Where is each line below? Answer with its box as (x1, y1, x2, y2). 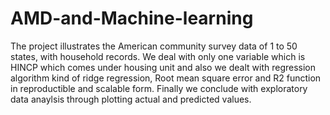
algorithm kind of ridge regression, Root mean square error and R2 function (10, 72, 322, 84)
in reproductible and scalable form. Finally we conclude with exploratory (10, 82, 308, 94)
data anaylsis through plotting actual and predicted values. (10, 93, 252, 105)
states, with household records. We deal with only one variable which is (10, 50, 306, 62)
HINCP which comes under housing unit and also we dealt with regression (10, 61, 317, 73)
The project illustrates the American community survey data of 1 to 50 (10, 40, 298, 52)
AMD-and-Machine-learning (10, 7, 254, 30)
